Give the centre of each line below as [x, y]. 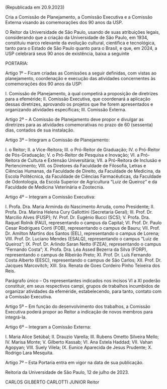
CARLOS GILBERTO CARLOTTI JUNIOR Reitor [52, 382]
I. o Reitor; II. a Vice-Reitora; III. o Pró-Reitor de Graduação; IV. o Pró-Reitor [83, 150]
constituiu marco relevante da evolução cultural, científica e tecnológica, [80, 43]
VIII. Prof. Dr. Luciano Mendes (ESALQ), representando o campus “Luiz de [82, 239]
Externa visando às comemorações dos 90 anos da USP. [64, 22]
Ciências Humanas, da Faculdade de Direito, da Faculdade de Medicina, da [83, 171]
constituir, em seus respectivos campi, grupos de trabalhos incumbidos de [82, 286]
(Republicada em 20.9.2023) [35, 7]
